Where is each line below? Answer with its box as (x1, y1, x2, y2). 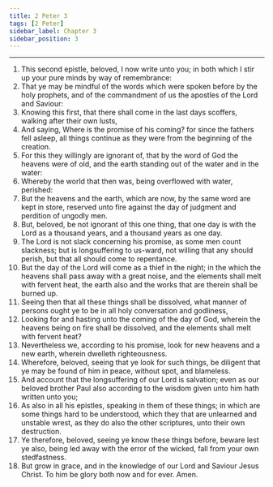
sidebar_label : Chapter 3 (9, 27, 96, 35)
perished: (20, 185, 53, 195)
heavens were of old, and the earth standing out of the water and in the (20, 159, 259, 169)
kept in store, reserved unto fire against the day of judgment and (20, 202, 237, 212)
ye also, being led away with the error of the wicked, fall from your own (20, 444, 259, 454)
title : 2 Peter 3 (9, 11, 68, 20)
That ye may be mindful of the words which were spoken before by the (20, 82, 258, 92)
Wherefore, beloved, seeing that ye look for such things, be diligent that (20, 358, 261, 368)
